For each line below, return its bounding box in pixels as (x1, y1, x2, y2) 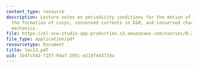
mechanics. (11, 25, 38, 31)
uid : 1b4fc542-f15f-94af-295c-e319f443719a (6, 53, 115, 59)
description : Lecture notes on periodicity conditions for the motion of (6, 14, 192, 20)
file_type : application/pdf (6, 36, 75, 42)
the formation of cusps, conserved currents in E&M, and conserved (11, 20, 181, 25)
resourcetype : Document (6, 42, 65, 48)
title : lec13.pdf (6, 47, 49, 53)
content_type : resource (6, 8, 65, 15)
